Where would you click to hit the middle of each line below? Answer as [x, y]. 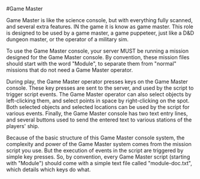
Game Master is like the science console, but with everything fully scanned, [99, 20]
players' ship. [23, 126]
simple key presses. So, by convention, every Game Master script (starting [98, 157]
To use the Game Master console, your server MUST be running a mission [98, 51]
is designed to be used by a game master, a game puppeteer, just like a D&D [100, 33]
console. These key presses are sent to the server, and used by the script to [100, 88]
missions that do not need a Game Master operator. [69, 70]
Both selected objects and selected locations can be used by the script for [98, 107]
